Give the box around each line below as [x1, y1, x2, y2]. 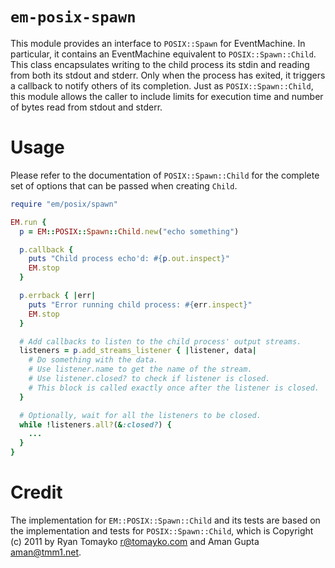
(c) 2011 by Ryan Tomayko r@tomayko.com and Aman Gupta [10, 535, 260, 547]
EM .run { [10, 217, 47, 227]
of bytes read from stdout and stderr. [10, 101, 163, 113]
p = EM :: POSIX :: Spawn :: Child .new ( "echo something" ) [19, 226, 240, 237]
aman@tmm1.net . [10, 546, 82, 558]
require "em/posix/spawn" [10, 199, 118, 209]
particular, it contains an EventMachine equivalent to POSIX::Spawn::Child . [10, 48, 317, 60]
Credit [10, 481, 63, 504]
